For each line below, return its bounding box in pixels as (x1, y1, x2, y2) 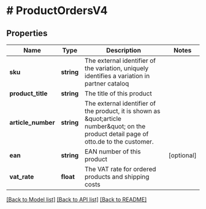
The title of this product (85, 89, 152, 98)
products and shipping (85, 172, 150, 181)
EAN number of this (85, 147, 141, 156)
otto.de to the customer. (85, 137, 154, 145)
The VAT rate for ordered (85, 165, 156, 173)
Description (106, 46, 141, 54)
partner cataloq (85, 79, 129, 87)
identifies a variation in (85, 71, 150, 80)
